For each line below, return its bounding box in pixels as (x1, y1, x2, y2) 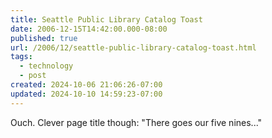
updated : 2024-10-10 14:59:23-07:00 (10, 89, 163, 99)
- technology (19, 61, 74, 71)
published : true (10, 33, 78, 43)
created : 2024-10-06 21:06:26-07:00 (10, 80, 163, 90)
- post (19, 71, 47, 81)
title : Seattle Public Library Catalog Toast (10, 14, 203, 25)
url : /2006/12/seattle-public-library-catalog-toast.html (10, 42, 257, 53)
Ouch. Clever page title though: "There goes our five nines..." (10, 116, 263, 128)
